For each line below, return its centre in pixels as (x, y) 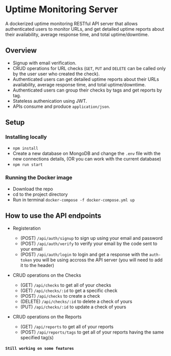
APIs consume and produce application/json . (62, 106)
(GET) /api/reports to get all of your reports (67, 326)
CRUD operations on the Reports (47, 317)
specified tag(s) (37, 337)
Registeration (27, 228)
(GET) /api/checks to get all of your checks (66, 285)
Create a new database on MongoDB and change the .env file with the (87, 153)
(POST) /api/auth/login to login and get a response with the (84, 254)
